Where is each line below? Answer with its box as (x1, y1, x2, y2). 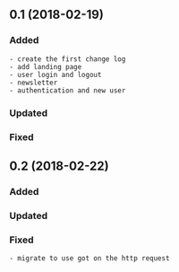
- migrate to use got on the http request (9, 254, 170, 263)
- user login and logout (9, 70, 102, 79)
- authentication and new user (9, 85, 126, 95)
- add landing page (9, 62, 82, 71)
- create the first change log (9, 54, 126, 64)
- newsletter (9, 78, 58, 87)
